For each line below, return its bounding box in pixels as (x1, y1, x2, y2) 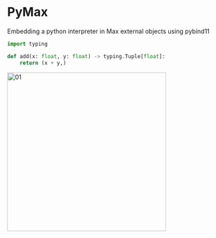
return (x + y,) (19, 59, 67, 66)
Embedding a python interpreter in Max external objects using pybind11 (7, 27, 210, 35)
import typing (7, 40, 48, 47)
